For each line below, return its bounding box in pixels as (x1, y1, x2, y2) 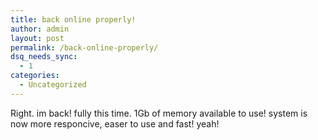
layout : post (10, 33, 65, 43)
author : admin (10, 24, 70, 34)
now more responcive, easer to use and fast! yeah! (10, 117, 220, 130)
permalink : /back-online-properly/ (10, 42, 159, 53)
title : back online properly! (10, 14, 137, 25)
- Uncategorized (19, 80, 87, 90)
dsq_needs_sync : (10, 52, 78, 62)
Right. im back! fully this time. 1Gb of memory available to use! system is (10, 107, 308, 119)
